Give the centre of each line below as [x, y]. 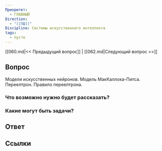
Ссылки [18, 144]
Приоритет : [16, 10]
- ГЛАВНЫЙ [20, 14]
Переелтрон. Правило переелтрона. [44, 84]
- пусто [18, 38]
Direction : [16, 19]
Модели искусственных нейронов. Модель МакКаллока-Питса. [73, 79]
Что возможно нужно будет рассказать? [57, 97]
